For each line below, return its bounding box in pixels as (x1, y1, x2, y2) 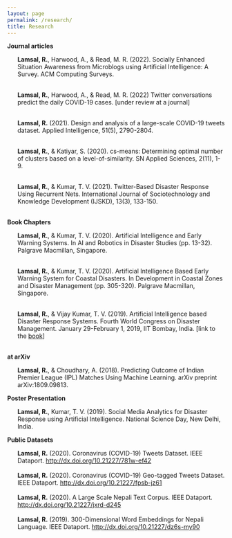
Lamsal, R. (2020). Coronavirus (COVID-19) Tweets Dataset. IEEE (17, 449, 203, 458)
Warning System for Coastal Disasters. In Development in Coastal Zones (17, 274, 223, 283)
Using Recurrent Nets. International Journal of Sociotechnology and (17, 190, 211, 198)
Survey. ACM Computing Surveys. (17, 70, 115, 78)
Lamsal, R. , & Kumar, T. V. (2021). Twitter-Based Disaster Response (17, 183, 209, 191)
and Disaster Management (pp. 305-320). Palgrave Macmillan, (17, 282, 195, 290)
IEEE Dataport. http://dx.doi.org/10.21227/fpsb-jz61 (17, 478, 162, 487)
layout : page (7, 10, 45, 17)
